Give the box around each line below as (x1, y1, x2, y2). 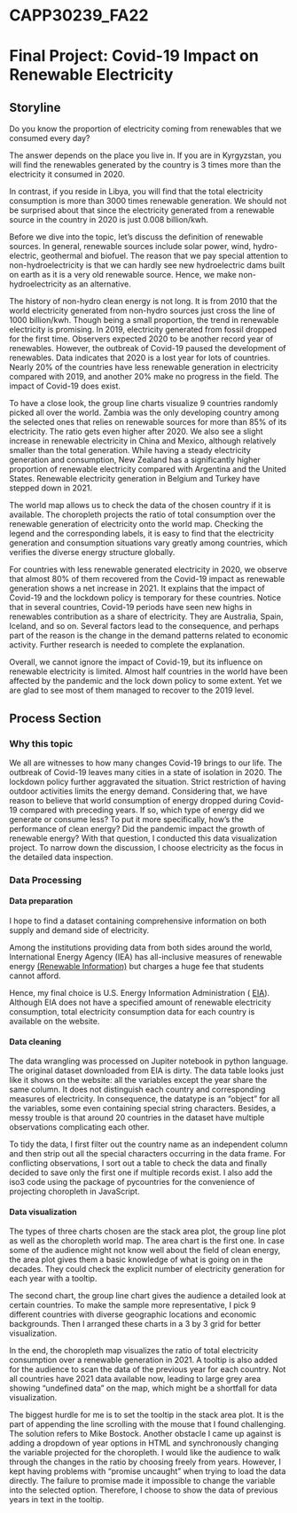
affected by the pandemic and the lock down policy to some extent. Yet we (9, 676, 283, 686)
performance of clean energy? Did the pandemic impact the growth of (9, 823, 266, 834)
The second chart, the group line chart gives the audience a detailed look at (9, 1290, 286, 1301)
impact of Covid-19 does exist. (9, 380, 121, 391)
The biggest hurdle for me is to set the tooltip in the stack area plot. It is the (9, 1409, 285, 1420)
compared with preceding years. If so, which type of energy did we (19, 804, 265, 815)
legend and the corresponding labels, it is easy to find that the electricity (9, 529, 275, 539)
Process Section (9, 710, 102, 725)
